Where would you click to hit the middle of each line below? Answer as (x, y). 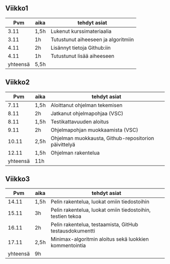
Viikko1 (17, 8)
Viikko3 (18, 179)
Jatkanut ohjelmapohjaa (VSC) (87, 113)
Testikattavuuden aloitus (79, 121)
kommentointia (68, 246)
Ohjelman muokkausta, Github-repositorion (102, 138)
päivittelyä (63, 144)
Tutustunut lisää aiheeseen (82, 56)
